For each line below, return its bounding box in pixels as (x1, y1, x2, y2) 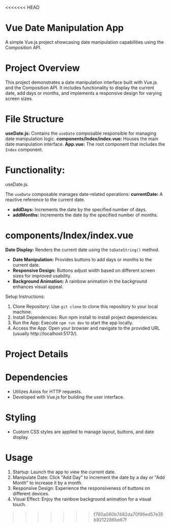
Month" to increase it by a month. (12, 480, 83, 486)
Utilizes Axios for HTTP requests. (12, 388, 82, 394)
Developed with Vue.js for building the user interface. (12, 394, 124, 400)
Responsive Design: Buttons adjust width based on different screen (12, 267, 155, 273)
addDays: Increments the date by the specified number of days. (12, 206, 147, 212)
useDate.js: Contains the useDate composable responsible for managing (5, 130, 156, 136)
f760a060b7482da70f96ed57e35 (93, 511, 163, 517)
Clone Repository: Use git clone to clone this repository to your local (12, 303, 158, 309)
